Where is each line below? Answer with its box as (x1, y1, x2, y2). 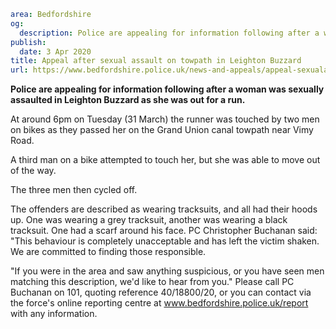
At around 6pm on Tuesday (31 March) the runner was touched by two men (10, 113, 320, 125)
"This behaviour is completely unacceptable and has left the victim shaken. (10, 235, 320, 247)
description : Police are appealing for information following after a (19, 28, 320, 38)
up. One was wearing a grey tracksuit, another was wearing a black (10, 214, 288, 226)
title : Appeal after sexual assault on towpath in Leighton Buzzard (10, 56, 302, 66)
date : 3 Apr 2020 (19, 46, 92, 57)
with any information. (10, 308, 98, 320)
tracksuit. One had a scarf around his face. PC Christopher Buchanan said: (10, 225, 318, 237)
